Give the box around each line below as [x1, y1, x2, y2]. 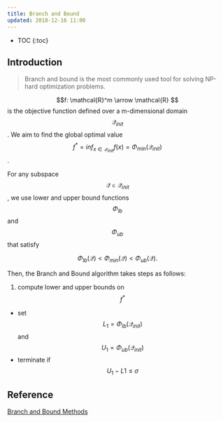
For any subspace [7, 170, 59, 178]
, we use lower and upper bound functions [7, 193, 129, 202]
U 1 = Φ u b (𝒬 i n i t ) [101, 343, 145, 353]
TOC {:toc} [17, 36, 49, 44]
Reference [7, 388, 54, 400]
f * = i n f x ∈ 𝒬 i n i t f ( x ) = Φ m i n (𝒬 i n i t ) [73, 142, 162, 154]
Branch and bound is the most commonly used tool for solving [24, 75, 204, 83]
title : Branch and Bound [7, 10, 80, 18]
